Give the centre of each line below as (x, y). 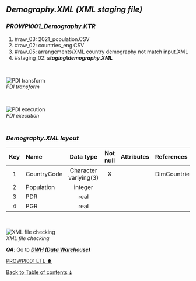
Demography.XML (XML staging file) (74, 10)
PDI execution (23, 115)
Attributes (135, 156)
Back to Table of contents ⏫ (39, 272)
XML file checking (28, 238)
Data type (84, 156)
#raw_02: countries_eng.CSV (49, 45)
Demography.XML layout (42, 138)
